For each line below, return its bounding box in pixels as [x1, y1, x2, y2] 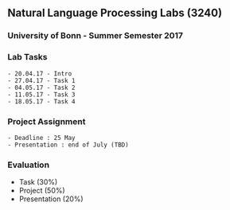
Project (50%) [18, 186, 65, 196]
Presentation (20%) [18, 194, 84, 204]
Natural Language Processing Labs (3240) [7, 6, 223, 20]
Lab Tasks [7, 52, 48, 63]
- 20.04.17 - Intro [7, 69, 72, 78]
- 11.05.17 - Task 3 [7, 91, 76, 99]
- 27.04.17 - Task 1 [7, 76, 76, 84]
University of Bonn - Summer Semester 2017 [7, 30, 184, 41]
